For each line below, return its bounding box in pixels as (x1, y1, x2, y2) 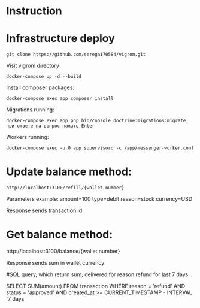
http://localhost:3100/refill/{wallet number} (6, 185, 125, 191)
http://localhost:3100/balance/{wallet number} (6, 247, 120, 255)
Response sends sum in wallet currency (6, 259, 105, 266)
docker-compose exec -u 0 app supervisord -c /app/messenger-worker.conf (6, 145, 195, 151)
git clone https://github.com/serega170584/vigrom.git (6, 52, 146, 58)
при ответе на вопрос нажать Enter (6, 123, 95, 129)
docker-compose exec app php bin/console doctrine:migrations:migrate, (6, 118, 189, 124)
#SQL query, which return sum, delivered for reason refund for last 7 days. (6, 271, 190, 278)
